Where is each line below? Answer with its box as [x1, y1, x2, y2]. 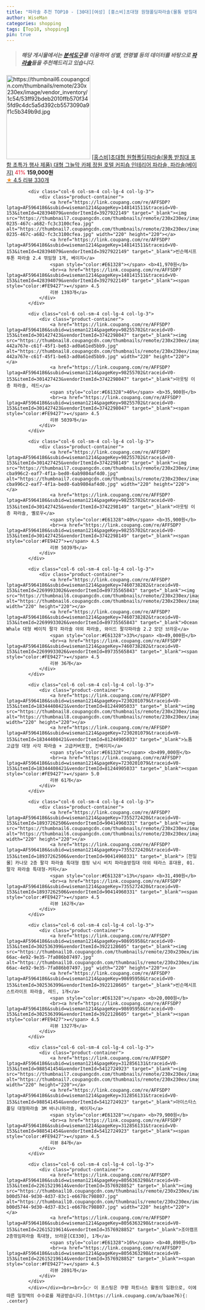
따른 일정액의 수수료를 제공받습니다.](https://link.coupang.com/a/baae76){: [6, 1293, 188, 1299]
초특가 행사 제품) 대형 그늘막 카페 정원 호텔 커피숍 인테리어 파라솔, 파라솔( [12, 161, 187, 169]
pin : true [6, 32, 32, 38]
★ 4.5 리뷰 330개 [6, 177, 49, 184]
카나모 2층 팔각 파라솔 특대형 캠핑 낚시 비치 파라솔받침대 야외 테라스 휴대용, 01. [15, 860, 195, 866]
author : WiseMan [6, 15, 48, 21]
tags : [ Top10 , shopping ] [6, 26, 70, 32]
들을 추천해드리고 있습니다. [31, 59, 95, 66]
